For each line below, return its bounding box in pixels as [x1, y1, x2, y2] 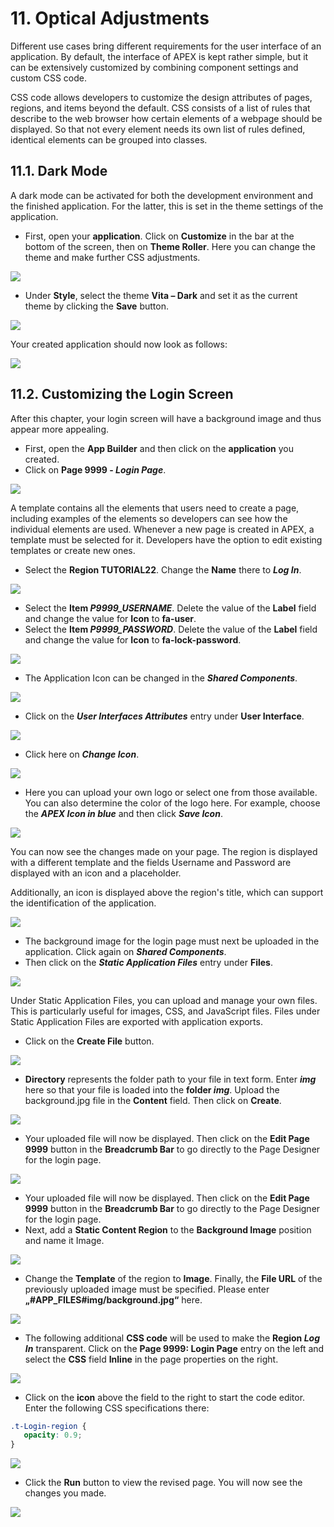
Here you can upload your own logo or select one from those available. [24, 786, 318, 798]
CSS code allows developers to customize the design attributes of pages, [10, 91, 313, 103]
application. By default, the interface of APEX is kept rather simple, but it [10, 50, 309, 62]
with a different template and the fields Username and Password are [10, 856, 292, 868]
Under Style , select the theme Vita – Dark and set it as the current [24, 289, 298, 301]
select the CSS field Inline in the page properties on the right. [24, 1353, 279, 1365]
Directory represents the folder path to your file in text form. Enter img [24, 1073, 317, 1085]
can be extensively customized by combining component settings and [10, 61, 299, 73]
